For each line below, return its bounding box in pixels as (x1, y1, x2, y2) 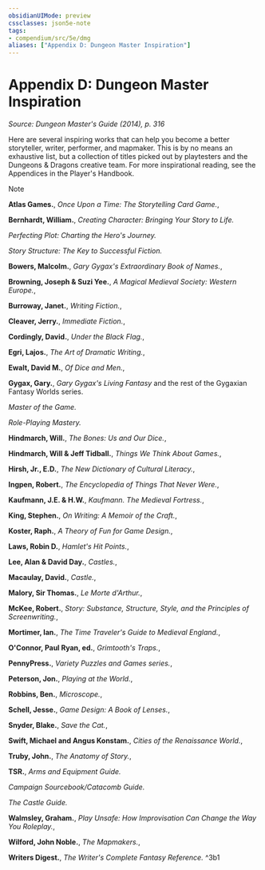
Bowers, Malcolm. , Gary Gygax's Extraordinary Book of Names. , (8, 261, 223, 272)
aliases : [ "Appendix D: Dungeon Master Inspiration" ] (8, 42, 192, 50)
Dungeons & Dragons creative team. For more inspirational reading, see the (8, 161, 256, 170)
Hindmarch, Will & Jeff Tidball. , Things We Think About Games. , (8, 449, 222, 459)
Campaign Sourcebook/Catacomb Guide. (8, 782, 145, 792)
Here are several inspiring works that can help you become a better (8, 135, 230, 145)
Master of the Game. (8, 403, 77, 412)
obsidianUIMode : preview (8, 11, 91, 20)
